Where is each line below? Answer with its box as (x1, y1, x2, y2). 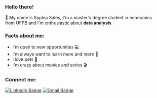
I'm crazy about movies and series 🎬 (12, 62, 87, 68)
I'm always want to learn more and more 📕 (12, 51, 99, 57)
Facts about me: (5, 32, 45, 39)
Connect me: (5, 76, 37, 83)
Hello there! (5, 3, 34, 10)
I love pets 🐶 (12, 56, 38, 62)
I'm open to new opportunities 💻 (12, 44, 79, 50)
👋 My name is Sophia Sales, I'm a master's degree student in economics (5, 15, 152, 21)
